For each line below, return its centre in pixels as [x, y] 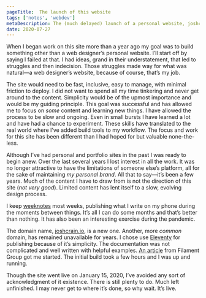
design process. [27, 194]
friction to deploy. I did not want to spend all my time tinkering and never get [103, 91]
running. [17, 264]
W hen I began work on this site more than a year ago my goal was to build [100, 47]
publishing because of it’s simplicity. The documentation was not [88, 244]
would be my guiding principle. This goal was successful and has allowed [99, 104]
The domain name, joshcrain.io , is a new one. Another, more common [94, 231]
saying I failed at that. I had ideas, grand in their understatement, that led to [101, 59]
